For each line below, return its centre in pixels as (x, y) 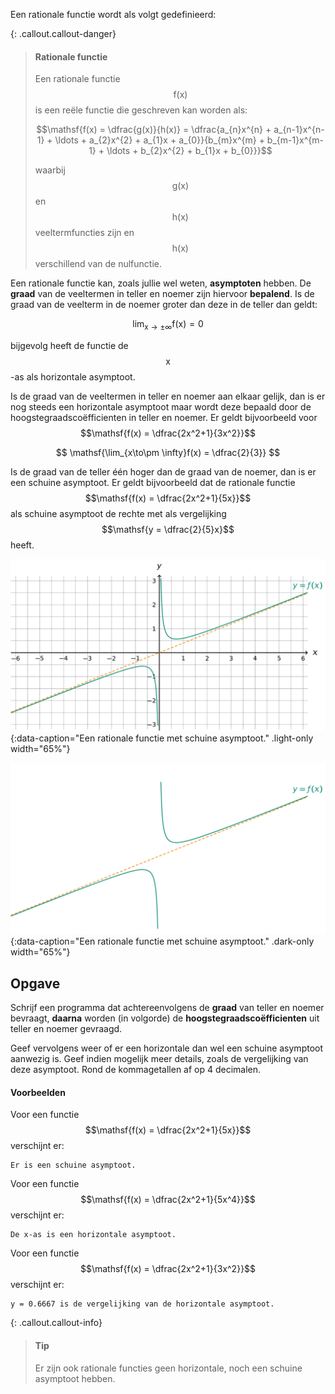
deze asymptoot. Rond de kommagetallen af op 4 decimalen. (136, 1070)
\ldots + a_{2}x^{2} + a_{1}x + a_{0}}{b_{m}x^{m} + (159, 140)
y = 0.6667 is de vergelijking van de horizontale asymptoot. (142, 1304)
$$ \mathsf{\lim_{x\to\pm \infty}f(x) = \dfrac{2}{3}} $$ (168, 452)
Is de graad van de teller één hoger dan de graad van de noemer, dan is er (163, 472)
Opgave (35, 983)
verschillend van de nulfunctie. (98, 264)
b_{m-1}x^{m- (295, 140)
